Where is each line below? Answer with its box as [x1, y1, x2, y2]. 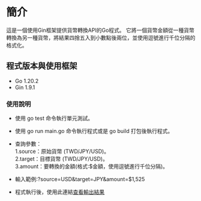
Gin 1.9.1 [14, 84, 35, 91]
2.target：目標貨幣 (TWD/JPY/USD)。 [14, 155, 108, 162]
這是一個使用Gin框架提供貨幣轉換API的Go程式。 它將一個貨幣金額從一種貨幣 [6, 26, 195, 34]
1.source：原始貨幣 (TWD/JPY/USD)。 [14, 148, 110, 155]
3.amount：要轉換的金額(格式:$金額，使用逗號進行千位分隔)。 [14, 163, 169, 170]
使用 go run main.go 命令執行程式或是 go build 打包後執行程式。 [14, 128, 173, 135]
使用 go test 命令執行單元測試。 [14, 115, 94, 122]
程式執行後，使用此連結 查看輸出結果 [14, 188, 105, 196]
